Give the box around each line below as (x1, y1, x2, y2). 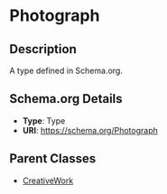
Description (9, 42, 77, 57)
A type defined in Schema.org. (9, 65, 124, 76)
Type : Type (22, 115, 66, 126)
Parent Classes (9, 151, 97, 167)
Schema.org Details (9, 91, 124, 106)
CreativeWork (22, 175, 74, 186)
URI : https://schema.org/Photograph (22, 125, 158, 135)
